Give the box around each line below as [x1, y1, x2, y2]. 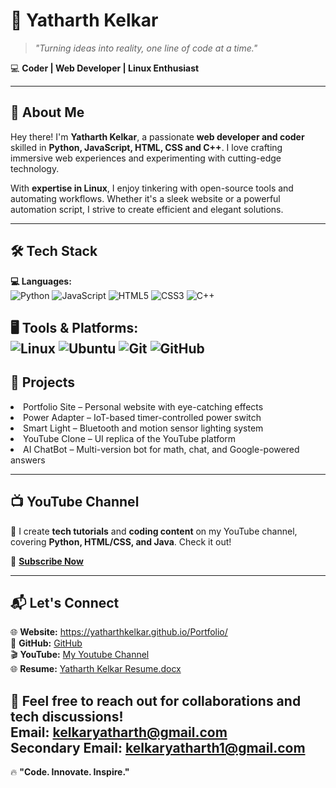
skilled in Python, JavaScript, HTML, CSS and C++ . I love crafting [10, 141, 283, 153]
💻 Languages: [10, 275, 72, 287]
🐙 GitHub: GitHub [10, 637, 83, 649]
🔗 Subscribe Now [10, 555, 84, 567]
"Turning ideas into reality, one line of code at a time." [34, 42, 258, 54]
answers [10, 454, 46, 466]
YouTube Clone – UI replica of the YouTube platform [23, 432, 237, 444]
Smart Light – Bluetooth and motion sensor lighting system [23, 422, 264, 434]
